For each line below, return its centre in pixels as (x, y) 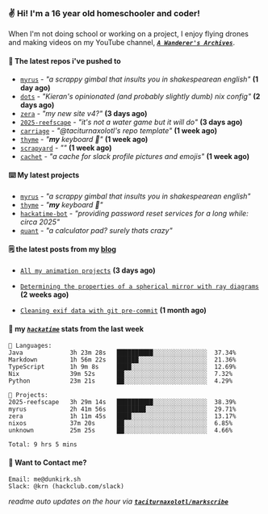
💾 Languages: (30, 346)
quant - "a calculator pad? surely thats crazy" (96, 230)
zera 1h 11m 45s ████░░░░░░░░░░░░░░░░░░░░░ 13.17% (122, 416)
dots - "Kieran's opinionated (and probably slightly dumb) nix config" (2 (140, 96)
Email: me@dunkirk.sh (45, 479)
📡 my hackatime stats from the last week (76, 328)
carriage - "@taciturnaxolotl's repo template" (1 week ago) (119, 130)
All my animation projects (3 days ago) (88, 270)
